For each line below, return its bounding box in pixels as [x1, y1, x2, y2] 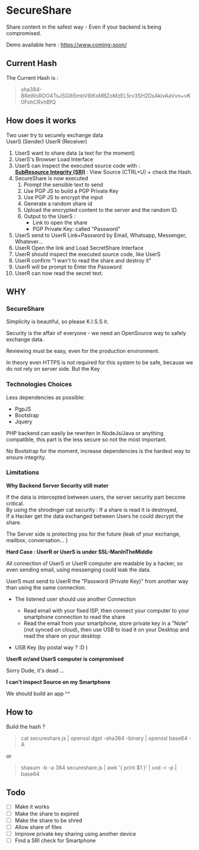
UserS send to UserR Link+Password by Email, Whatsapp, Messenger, [14, 232, 187, 239]
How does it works [6, 115, 77, 126]
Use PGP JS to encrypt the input [23, 193, 103, 201]
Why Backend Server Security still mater [6, 482, 109, 489]
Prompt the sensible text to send [23, 181, 103, 188]
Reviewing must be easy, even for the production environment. [6, 348, 160, 355]
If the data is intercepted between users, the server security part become [6, 493, 186, 501]
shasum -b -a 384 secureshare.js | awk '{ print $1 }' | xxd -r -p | [20, 764, 177, 771]
